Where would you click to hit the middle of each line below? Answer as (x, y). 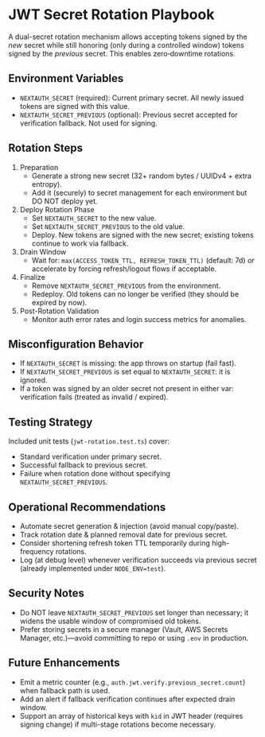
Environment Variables (66, 78)
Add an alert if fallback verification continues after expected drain (127, 699)
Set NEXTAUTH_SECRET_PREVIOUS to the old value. (108, 226)
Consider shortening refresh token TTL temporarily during (115, 543)
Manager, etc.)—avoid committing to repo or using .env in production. (134, 638)
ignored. (33, 380)
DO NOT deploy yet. (64, 201)
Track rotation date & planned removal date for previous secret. (124, 535)
